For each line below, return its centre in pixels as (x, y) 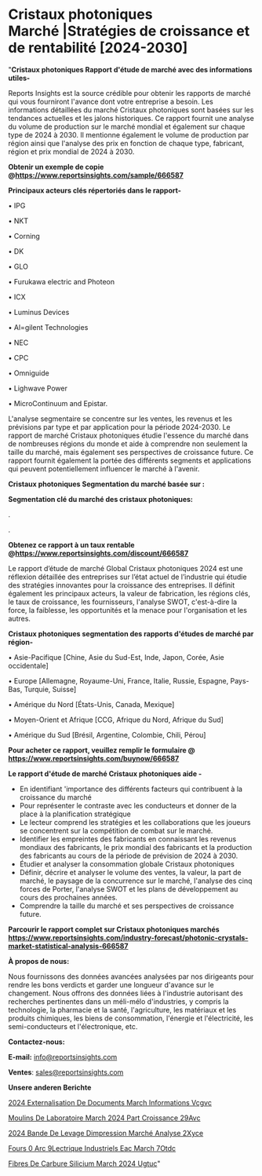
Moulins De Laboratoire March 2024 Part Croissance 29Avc (104, 1118)
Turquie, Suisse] (50, 689)
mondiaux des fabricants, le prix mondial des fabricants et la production (136, 847)
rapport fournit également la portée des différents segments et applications (130, 460)
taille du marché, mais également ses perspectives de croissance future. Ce (131, 452)
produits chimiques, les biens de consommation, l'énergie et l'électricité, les (131, 1018)
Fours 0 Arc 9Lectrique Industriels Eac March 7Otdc (92, 1148)
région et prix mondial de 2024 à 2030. (71, 152)
